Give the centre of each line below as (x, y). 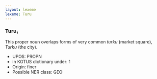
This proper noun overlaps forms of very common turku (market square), (79, 41)
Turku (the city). (21, 47)
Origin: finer (24, 67)
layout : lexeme (21, 10)
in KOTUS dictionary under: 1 (41, 61)
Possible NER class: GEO (37, 72)
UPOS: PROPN (27, 56)
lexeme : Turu (18, 14)
